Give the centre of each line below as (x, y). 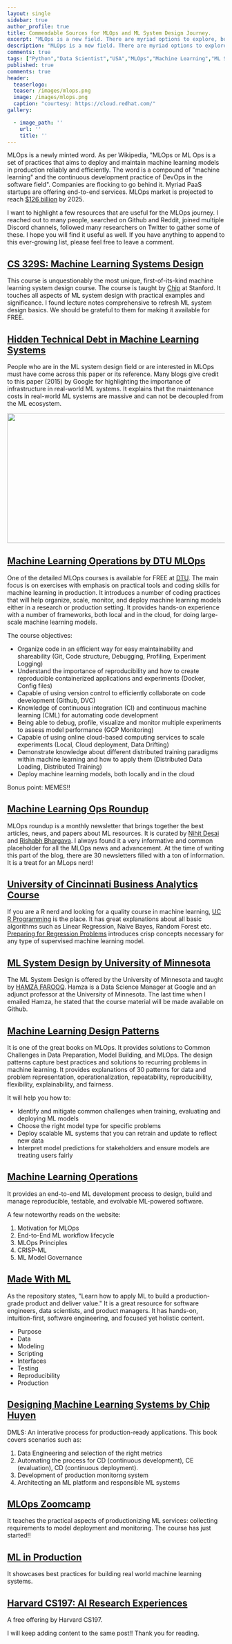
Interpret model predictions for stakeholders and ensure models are (113, 1148)
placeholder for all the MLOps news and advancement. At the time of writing (116, 848)
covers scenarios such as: (44, 1439)
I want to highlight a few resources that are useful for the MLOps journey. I (113, 213)
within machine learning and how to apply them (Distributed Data (109, 759)
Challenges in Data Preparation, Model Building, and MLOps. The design (110, 1055)
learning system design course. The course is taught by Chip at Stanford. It (114, 288)
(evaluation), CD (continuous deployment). (78, 1467)
